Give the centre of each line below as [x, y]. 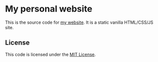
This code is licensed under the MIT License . [51, 54]
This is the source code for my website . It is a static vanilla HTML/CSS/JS [79, 22]
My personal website [49, 9]
